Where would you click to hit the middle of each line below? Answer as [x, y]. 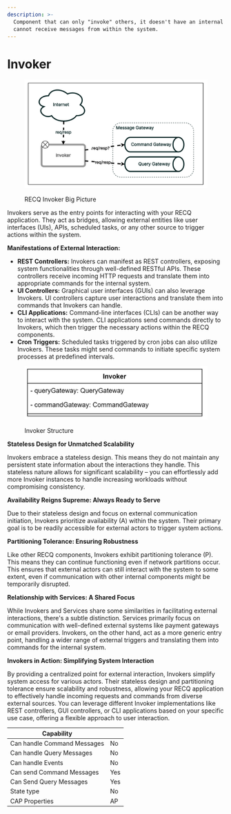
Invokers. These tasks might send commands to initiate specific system [119, 349]
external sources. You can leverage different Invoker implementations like [111, 704]
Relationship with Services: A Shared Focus [71, 598]
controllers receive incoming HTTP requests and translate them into [113, 276]
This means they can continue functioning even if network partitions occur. [114, 562]
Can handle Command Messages [57, 744]
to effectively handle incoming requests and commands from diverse [105, 696]
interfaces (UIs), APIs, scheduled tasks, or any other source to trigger [106, 227]
